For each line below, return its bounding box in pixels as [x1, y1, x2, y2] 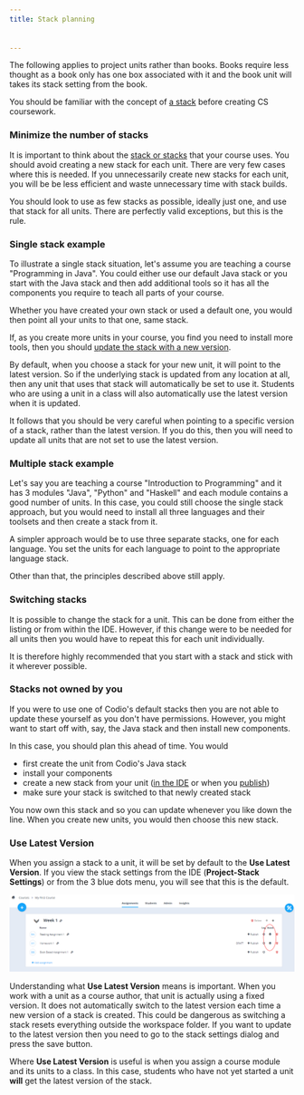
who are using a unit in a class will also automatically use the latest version [9, 388, 288, 399]
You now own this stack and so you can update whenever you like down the [9, 804, 292, 815]
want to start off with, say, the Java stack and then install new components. [9, 722, 291, 733]
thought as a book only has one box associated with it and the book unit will [9, 69, 292, 81]
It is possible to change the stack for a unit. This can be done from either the [9, 614, 295, 625]
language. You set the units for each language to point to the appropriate [9, 544, 280, 555]
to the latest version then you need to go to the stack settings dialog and [9, 1029, 280, 1040]
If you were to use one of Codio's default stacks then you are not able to [9, 703, 279, 714]
